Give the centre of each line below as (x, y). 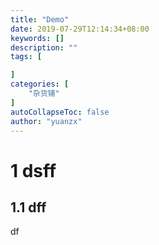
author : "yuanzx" (46, 121)
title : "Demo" (40, 19)
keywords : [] (37, 38)
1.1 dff (28, 207)
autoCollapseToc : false (60, 112)
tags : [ (26, 57)
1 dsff (33, 170)
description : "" (44, 47)
